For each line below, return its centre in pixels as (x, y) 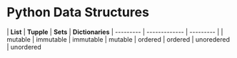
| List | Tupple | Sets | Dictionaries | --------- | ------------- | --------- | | (115, 32)
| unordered (24, 47)
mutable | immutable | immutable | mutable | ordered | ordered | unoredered (118, 39)
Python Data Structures (78, 12)
